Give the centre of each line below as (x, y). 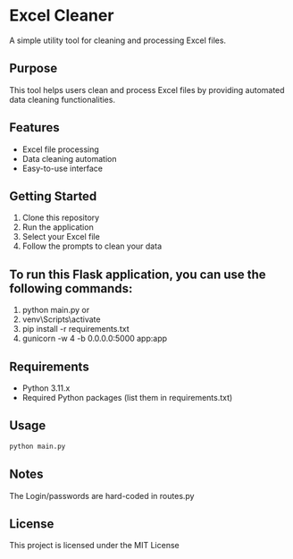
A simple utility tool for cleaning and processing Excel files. (117, 40)
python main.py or (56, 310)
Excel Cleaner (62, 16)
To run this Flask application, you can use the (138, 274)
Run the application (58, 227)
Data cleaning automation (69, 158)
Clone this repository (61, 218)
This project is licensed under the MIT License (95, 546)
